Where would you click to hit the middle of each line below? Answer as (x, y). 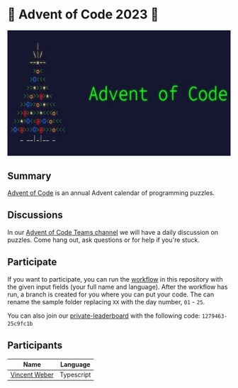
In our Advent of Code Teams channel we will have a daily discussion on (113, 232)
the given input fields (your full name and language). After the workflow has (118, 287)
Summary (29, 176)
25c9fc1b (20, 323)
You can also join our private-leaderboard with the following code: (104, 316)
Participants (35, 346)
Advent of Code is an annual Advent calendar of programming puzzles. (111, 193)
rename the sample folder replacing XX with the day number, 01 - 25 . (106, 301)
